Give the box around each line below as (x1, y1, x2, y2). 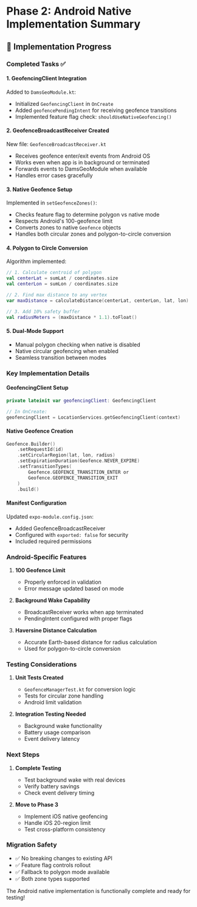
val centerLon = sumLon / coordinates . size (6, 281, 119, 287)
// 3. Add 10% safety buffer (6, 309, 80, 315)
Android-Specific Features (6, 553, 87, 561)
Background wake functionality (24, 723, 102, 730)
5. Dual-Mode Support (6, 327, 64, 335)
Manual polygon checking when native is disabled (15, 341, 141, 348)
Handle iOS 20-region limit (24, 819, 91, 826)
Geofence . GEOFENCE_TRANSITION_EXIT (28, 475, 119, 481)
